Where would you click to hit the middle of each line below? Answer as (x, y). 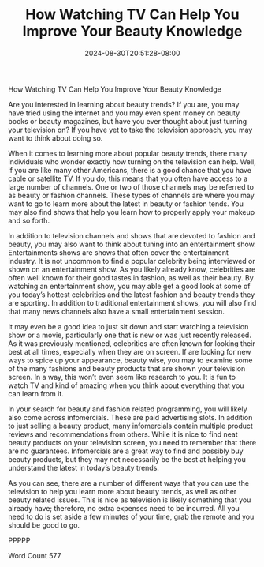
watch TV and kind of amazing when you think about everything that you (126, 385)
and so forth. (29, 220)
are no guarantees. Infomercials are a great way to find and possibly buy (126, 451)
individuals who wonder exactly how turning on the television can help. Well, (132, 161)
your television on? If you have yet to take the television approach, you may (130, 130)
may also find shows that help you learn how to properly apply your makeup (132, 212)
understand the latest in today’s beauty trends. (84, 467)
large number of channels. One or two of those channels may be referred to (131, 186)
